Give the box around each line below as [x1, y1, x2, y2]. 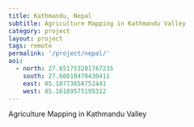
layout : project [8, 34, 63, 43]
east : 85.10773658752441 [23, 79, 107, 87]
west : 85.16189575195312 [23, 87, 107, 95]
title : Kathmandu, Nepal [8, 11, 92, 20]
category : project [8, 27, 70, 35]
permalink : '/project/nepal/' [8, 49, 111, 57]
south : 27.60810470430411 [23, 72, 111, 80]
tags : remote [8, 42, 53, 50]
